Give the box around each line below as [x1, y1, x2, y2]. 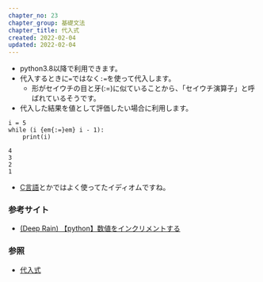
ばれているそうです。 [31, 93, 101, 103]
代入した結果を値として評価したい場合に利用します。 [19, 104, 192, 113]
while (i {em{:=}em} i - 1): [8, 126, 105, 135]
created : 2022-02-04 [8, 33, 77, 42]
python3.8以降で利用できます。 [19, 64, 123, 74]
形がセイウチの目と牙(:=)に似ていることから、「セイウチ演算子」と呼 [31, 84, 256, 93]
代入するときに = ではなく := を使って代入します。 [19, 74, 176, 83]
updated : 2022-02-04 [8, 41, 77, 49]
